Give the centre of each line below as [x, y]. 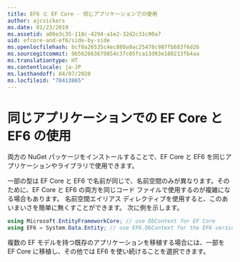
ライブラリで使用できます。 [97, 166]
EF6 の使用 [39, 136]
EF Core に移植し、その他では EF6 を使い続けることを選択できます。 [109, 251]
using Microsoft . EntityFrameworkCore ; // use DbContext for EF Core [111, 221]
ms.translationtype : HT [43, 61]
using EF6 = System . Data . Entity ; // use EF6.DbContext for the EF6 [110, 228]
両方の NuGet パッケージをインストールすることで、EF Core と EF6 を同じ [116, 157]
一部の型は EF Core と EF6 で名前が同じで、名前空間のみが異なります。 [112, 181]
